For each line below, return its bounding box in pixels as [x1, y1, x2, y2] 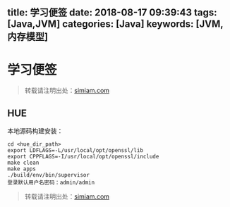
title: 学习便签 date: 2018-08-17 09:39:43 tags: [7, 6, 217, 19]
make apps [7, 165, 37, 172]
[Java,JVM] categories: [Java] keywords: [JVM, [7, 18, 224, 30]
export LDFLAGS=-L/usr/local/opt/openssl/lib [7, 147, 143, 154]
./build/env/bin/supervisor [7, 172, 90, 179]
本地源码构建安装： [7, 127, 63, 135]
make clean [7, 159, 40, 167]
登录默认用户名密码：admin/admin [7, 179, 95, 187]
